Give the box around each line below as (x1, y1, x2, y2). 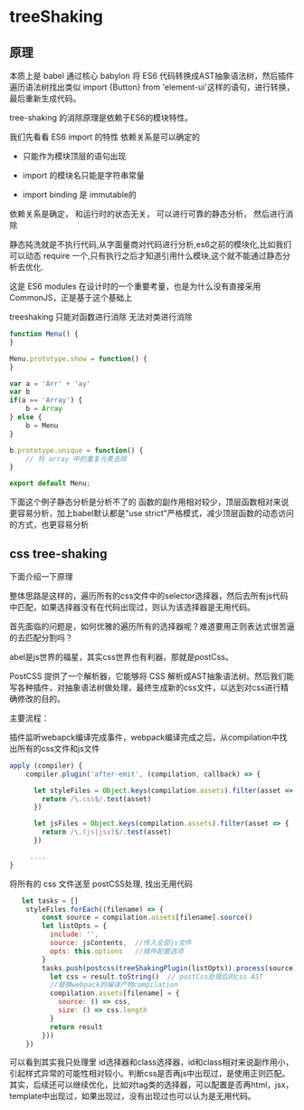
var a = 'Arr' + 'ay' (9, 378, 91, 388)
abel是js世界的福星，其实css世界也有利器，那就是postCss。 (9, 651, 233, 662)
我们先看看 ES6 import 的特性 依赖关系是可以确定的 (9, 131, 201, 142)
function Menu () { (9, 330, 79, 339)
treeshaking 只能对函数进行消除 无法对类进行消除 (9, 311, 193, 322)
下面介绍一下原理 (9, 570, 73, 581)
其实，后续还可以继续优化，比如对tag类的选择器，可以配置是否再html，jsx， (9, 1079, 294, 1090)
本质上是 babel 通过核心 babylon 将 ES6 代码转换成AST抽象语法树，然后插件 (9, 71, 294, 81)
